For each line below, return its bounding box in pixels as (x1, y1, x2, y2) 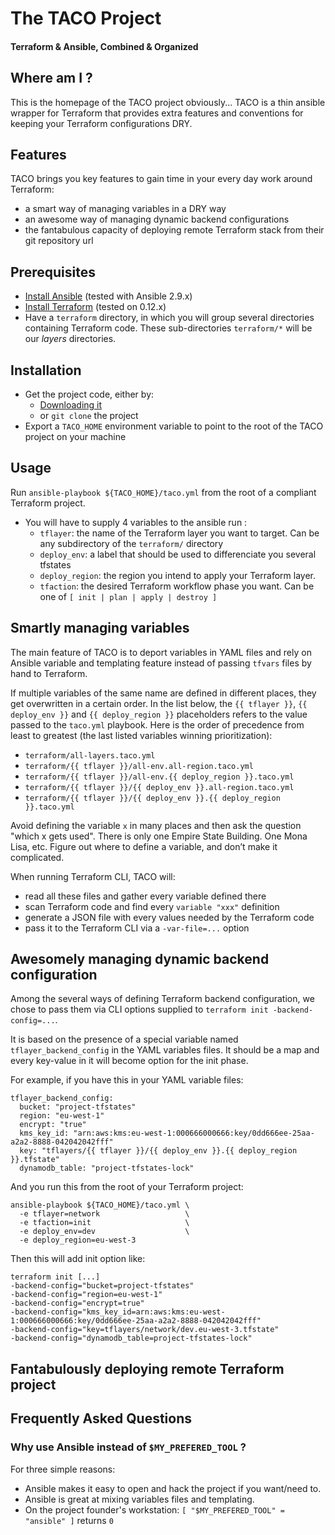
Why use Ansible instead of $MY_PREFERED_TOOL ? (10, 1440, 247, 1454)
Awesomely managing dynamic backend (10, 951, 270, 968)
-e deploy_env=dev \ (19, 1227, 190, 1237)
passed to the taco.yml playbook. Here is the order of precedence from (10, 718, 305, 731)
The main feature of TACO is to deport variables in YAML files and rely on (10, 646, 312, 658)
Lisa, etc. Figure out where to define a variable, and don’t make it (10, 840, 278, 852)
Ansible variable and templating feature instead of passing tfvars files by (10, 657, 312, 669)
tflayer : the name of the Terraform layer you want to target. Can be (39, 527, 320, 539)
